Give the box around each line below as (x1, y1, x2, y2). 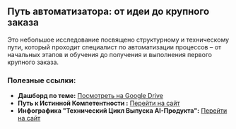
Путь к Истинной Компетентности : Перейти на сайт (17, 99, 180, 108)
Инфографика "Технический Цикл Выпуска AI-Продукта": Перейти (17, 106, 228, 115)
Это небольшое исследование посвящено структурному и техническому (7, 35, 230, 44)
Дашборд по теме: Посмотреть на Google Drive (17, 92, 164, 100)
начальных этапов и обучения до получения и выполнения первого (7, 50, 212, 59)
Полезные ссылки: (7, 75, 76, 85)
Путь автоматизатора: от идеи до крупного (7, 6, 210, 18)
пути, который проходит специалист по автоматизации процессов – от (7, 42, 222, 51)
